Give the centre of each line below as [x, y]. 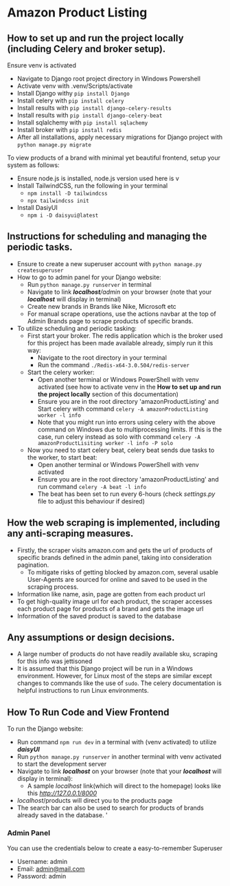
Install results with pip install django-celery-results [94, 108]
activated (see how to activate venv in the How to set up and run [129, 387]
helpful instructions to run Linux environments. [83, 691]
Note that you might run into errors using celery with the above [127, 422]
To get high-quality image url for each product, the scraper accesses [115, 601]
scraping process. [53, 587]
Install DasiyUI [37, 207]
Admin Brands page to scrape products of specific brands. [110, 321]
